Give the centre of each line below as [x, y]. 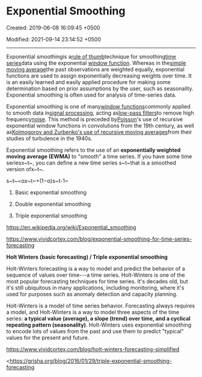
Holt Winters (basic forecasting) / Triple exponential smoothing [87, 257]
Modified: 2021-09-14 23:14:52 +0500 [54, 39]
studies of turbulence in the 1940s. [49, 138]
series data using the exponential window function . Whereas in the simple [96, 63]
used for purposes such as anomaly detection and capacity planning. [92, 294]
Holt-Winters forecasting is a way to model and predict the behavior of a [96, 268]
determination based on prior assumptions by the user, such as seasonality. [100, 88]
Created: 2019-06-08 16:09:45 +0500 [53, 28]
